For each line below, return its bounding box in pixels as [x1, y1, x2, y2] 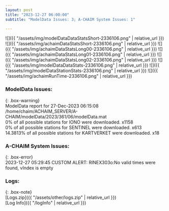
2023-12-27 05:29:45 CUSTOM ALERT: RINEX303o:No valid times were [5, 159, 156, 165]
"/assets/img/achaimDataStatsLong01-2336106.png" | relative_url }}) [12, 51, 156, 57]
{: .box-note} [5, 189, 32, 195]
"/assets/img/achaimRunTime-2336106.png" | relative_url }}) [5, 73, 132, 79]
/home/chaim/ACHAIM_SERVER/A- [5, 108, 78, 114]
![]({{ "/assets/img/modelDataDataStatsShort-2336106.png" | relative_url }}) [5, 35, 164, 41]
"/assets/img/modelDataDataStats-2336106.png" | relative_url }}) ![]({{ [12, 62, 160, 69]
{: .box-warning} [5, 97, 40, 103]
